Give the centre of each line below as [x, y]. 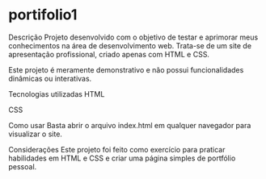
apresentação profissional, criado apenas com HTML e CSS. [109, 54]
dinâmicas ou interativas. [50, 78]
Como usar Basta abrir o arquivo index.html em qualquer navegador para [130, 125]
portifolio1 [43, 15]
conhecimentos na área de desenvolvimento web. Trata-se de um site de [130, 45]
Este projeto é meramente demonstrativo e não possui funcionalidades [126, 69]
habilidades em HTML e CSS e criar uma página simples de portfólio [122, 158]
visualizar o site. [36, 134]
